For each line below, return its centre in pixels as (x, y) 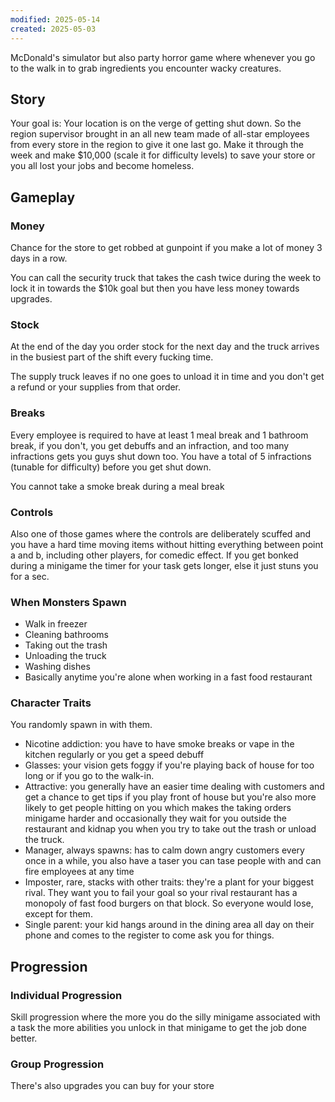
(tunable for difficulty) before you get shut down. (111, 467)
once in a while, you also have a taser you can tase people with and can (173, 861)
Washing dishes (57, 667)
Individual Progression (66, 995)
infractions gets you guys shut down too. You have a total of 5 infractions (161, 456)
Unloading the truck (65, 656)
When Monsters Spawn (68, 602)
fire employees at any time (79, 872)
